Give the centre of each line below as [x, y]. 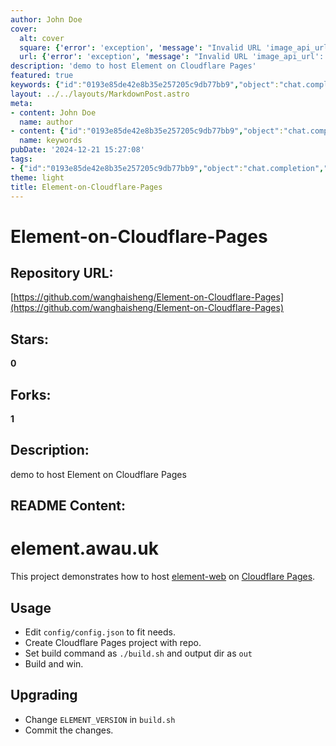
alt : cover [42, 38]
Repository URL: [62, 272]
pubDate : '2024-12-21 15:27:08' [77, 150]
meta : [21, 103]
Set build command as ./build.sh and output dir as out [138, 653]
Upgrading [44, 695]
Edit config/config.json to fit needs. [100, 632]
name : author [46, 122]
